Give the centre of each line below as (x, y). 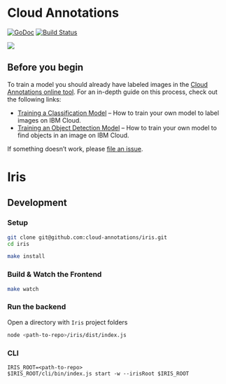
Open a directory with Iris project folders (68, 322)
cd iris (19, 244)
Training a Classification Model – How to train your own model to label (118, 113)
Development (37, 203)
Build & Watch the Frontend (55, 275)
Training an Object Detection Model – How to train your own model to (117, 128)
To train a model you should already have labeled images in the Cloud (108, 84)
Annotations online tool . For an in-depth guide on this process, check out (113, 92)
